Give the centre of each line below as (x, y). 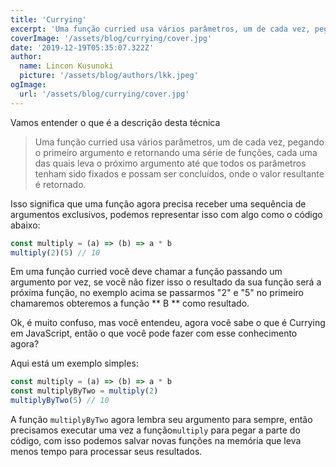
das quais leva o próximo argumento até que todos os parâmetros (170, 163)
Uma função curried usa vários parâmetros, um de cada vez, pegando (179, 142)
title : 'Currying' (48, 19)
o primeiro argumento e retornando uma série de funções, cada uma (176, 152)
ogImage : (28, 85)
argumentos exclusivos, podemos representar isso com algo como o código (166, 214)
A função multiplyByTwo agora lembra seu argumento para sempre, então (161, 419)
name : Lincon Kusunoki (66, 66)
